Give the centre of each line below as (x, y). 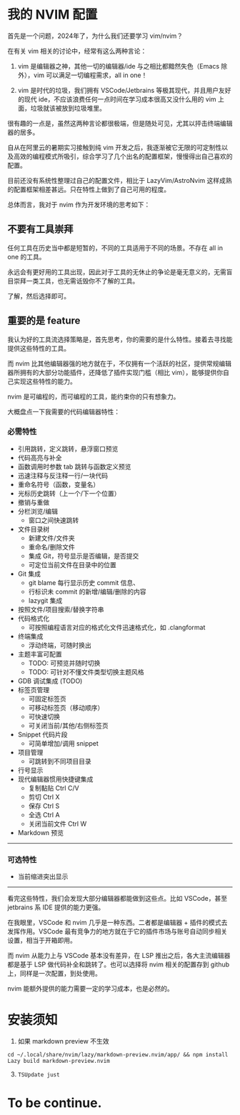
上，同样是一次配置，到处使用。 (54, 974)
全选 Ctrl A (44, 814)
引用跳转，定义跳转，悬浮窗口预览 (68, 449)
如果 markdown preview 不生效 (63, 1041)
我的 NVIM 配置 (52, 15)
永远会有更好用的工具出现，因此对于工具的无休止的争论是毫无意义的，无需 (117, 271)
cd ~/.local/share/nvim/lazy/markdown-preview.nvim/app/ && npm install (118, 1055)
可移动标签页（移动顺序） (66, 707)
